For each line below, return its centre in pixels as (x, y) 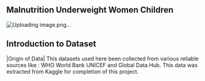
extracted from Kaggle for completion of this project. (73, 71)
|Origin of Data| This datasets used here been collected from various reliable (103, 58)
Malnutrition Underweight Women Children (90, 10)
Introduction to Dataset (51, 44)
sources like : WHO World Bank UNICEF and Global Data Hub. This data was (102, 65)
